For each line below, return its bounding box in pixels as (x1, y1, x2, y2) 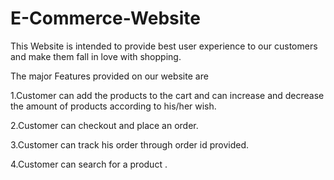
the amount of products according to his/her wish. (10, 100, 217, 112)
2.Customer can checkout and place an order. (10, 119, 199, 131)
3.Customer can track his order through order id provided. (10, 138, 250, 151)
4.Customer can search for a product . (10, 158, 168, 170)
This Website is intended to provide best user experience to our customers (10, 40, 318, 52)
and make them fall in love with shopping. (10, 50, 182, 62)
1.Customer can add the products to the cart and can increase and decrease (10, 89, 325, 101)
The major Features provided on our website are (10, 70, 209, 82)
